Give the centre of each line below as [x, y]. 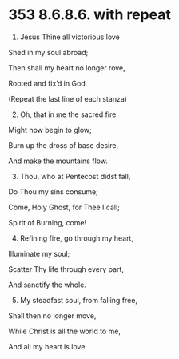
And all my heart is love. [48, 346]
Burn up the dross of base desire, [63, 145]
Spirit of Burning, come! [48, 222]
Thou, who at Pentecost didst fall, [75, 176]
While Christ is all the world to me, [65, 331]
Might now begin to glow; [50, 130]
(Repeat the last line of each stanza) [68, 98]
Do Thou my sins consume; [53, 191]
